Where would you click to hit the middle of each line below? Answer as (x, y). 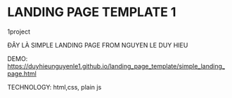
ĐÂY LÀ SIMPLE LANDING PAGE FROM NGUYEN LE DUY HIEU (98, 45)
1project (19, 31)
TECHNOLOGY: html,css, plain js (54, 87)
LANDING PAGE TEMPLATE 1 (92, 12)
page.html (22, 73)
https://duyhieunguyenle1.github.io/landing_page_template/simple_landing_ (116, 66)
